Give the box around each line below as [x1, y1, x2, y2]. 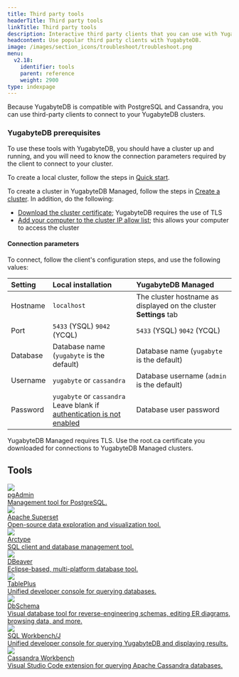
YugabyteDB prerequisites [7, 128, 101, 138]
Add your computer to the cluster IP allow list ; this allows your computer [17, 215, 229, 224]
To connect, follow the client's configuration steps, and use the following [7, 255, 221, 264]
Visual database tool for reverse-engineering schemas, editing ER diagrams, [7, 609, 231, 617]
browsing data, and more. [7, 617, 83, 625]
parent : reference [20, 70, 75, 77]
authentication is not [52, 409, 121, 419]
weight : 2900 [20, 76, 59, 84]
